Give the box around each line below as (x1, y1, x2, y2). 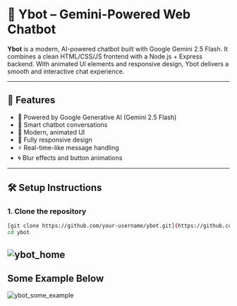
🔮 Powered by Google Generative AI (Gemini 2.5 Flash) (17, 113, 177, 121)
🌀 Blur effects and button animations (17, 153, 123, 161)
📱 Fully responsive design (17, 135, 93, 144)
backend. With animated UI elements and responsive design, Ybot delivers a (7, 59, 229, 68)
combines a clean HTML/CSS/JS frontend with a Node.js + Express (7, 52, 203, 61)
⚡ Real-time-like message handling (17, 143, 120, 152)
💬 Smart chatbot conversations (17, 120, 108, 129)
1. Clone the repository (7, 207, 87, 216)
